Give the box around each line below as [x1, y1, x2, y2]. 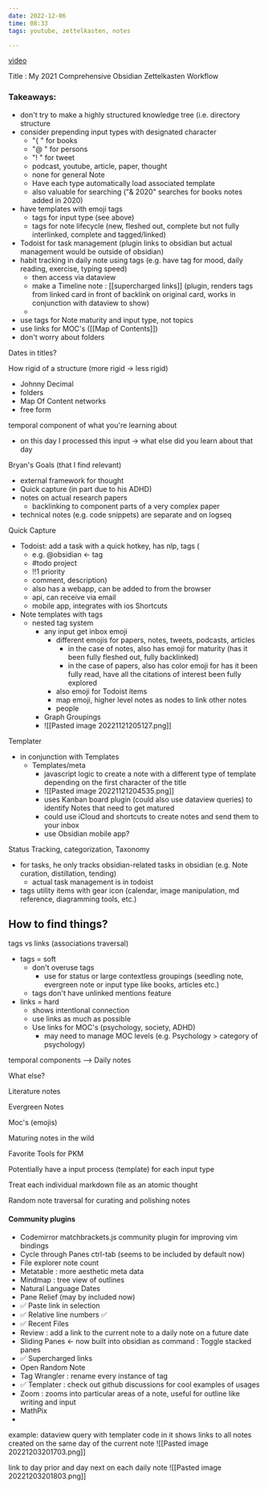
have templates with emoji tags [19, 204, 123, 213]
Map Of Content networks [19, 396, 107, 406]
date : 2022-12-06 [8, 11, 67, 20]
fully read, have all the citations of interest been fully [67, 669, 242, 679]
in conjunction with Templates [19, 752, 120, 761]
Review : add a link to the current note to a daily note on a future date [19, 1327, 249, 1337]
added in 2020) [31, 195, 83, 205]
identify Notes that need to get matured [43, 802, 175, 813]
